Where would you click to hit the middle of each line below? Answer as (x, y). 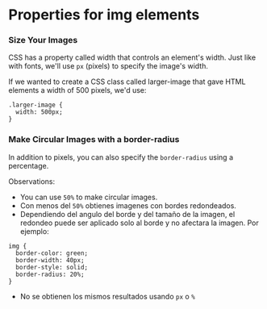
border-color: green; (52, 253)
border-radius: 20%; (50, 274)
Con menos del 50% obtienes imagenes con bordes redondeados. (128, 205)
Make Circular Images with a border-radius (94, 140)
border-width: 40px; (50, 260)
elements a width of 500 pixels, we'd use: (77, 90)
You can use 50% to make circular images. (89, 197)
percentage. (29, 165)
